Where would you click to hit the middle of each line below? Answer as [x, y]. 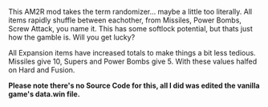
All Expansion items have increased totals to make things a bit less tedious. [132, 53]
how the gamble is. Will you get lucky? [72, 37]
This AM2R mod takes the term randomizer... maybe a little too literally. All [130, 12]
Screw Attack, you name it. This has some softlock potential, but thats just [130, 29]
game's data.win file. [44, 94]
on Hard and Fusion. [42, 70]
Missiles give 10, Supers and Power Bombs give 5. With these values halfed [133, 61]
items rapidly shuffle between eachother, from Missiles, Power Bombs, [125, 20]
